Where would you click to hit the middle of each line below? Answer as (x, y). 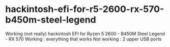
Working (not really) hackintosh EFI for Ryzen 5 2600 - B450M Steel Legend (85, 33)
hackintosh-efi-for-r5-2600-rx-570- (85, 9)
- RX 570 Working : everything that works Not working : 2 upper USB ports (83, 39)
